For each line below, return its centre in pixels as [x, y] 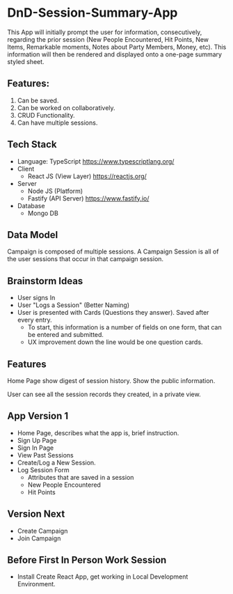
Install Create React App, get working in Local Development [103, 577]
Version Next [36, 514]
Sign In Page [35, 448]
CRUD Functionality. [46, 115]
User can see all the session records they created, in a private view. [104, 394]
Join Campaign [39, 538]
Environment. [36, 584]
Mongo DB [43, 213]
